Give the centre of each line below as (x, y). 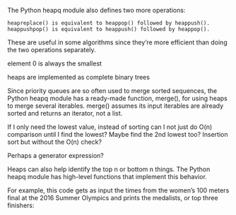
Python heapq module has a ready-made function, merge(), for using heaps (118, 98)
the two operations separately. (52, 50)
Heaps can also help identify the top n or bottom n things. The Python (109, 169)
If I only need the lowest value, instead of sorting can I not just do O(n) (110, 127)
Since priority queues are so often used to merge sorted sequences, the (112, 91)
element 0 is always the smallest (55, 63)
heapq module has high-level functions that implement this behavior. (107, 177)
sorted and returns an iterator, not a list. (65, 113)
